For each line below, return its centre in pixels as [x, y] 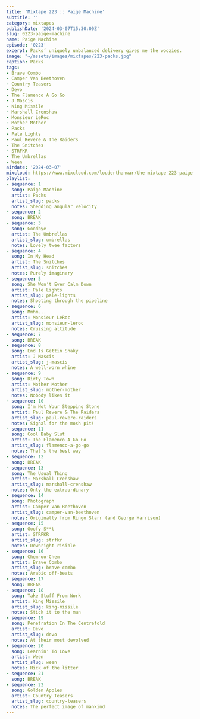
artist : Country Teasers [42, 696]
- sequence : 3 [24, 223]
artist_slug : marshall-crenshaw [52, 485]
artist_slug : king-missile [45, 607]
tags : [13, 67]
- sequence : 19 [25, 618]
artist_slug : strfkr [37, 540]
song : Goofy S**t [33, 529]
